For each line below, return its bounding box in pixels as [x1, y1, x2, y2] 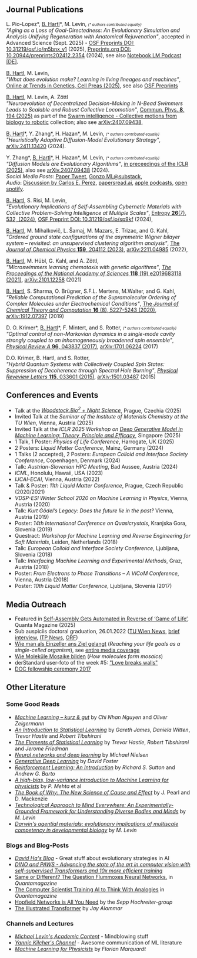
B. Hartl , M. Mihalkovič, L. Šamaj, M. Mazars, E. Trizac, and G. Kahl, [6, 227, 169, 234]
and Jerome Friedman [14, 745, 69, 752]
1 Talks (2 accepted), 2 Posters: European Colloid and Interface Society [14, 451, 188, 458]
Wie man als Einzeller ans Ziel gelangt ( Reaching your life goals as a [14, 640, 181, 648]
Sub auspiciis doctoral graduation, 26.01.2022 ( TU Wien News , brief [14, 628, 180, 635]
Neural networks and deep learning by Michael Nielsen [14, 751, 149, 758]
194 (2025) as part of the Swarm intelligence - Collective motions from [6, 112, 178, 119]
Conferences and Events [6, 390, 99, 400]
